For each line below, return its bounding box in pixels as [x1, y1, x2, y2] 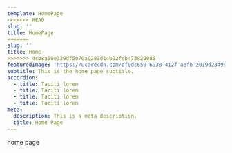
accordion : [7, 74, 39, 81]
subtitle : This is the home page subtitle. [7, 68, 135, 74]
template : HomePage [7, 10, 64, 17]
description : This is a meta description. [13, 112, 137, 119]
